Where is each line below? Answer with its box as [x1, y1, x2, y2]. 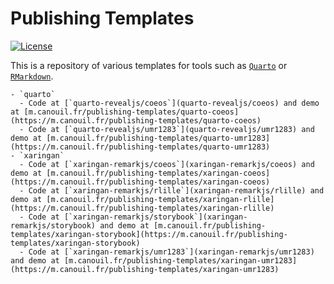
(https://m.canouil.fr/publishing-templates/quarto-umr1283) [10, 142, 271, 152]
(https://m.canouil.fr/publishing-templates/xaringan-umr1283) [10, 264, 280, 274]
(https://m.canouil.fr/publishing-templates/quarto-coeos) [10, 115, 262, 126]
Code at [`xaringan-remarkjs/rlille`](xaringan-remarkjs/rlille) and [28, 185, 325, 196]
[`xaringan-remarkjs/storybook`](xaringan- [63, 212, 248, 222]
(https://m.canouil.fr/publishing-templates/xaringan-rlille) [10, 203, 275, 213]
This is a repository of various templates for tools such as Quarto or [10, 59, 288, 71]
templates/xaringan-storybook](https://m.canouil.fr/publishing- [10, 229, 288, 239]
